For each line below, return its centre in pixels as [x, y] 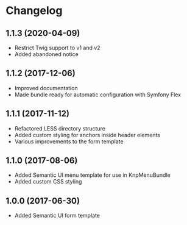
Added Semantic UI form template [57, 216]
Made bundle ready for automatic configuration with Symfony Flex [97, 95]
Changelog [34, 11]
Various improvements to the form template [69, 141]
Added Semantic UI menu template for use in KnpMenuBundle [93, 175]
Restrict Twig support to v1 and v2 [58, 48]
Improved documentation [46, 88]
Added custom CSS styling [48, 182]
